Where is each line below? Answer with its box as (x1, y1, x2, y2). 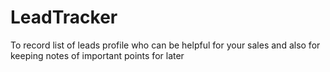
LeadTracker (10, 6, 118, 29)
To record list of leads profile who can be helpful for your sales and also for (10, 39, 321, 51)
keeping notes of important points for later (10, 49, 185, 61)
